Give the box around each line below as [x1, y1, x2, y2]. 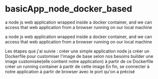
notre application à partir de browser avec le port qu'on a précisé [5, 68, 135, 74]
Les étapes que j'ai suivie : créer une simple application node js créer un [5, 48, 150, 54]
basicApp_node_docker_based [5, 3, 132, 14]
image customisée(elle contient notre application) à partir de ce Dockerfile [5, 58, 154, 64]
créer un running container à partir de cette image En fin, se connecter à [5, 64, 150, 69]
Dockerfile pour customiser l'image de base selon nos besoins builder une [5, 53, 154, 59]
